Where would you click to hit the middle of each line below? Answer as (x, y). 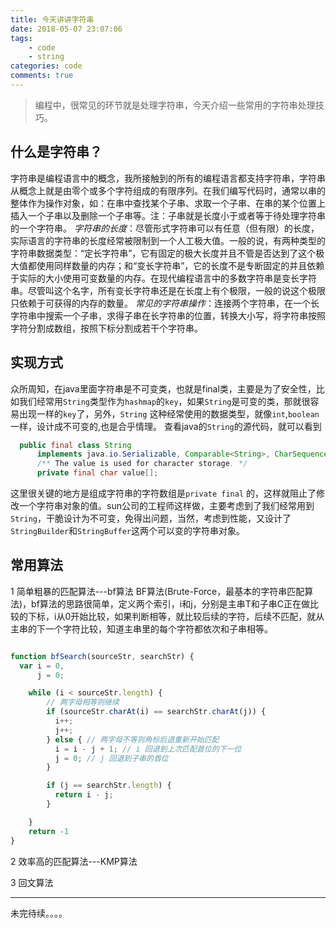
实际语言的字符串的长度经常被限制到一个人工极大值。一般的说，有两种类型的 (168, 240)
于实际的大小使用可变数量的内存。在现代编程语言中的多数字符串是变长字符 (163, 278)
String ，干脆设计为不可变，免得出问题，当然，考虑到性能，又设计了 (151, 518)
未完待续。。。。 (39, 913)
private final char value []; (97, 473)
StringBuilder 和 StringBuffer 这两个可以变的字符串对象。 (127, 530)
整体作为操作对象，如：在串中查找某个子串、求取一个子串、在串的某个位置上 (168, 203)
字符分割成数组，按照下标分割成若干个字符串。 (106, 328)
